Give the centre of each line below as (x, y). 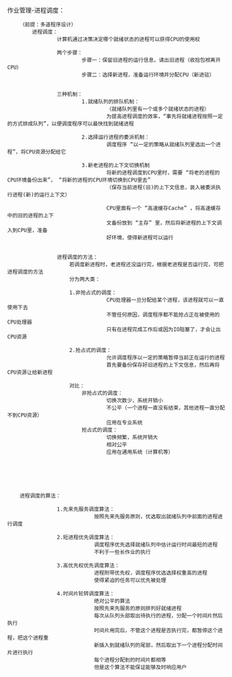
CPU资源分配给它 (46, 152)
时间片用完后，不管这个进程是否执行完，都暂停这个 (156, 631)
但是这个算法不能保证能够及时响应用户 (140, 667)
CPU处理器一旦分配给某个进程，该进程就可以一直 (165, 300)
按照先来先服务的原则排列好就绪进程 (138, 608)
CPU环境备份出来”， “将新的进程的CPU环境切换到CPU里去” (79, 180)
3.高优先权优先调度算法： (88, 565)
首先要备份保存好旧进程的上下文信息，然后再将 (163, 365)
